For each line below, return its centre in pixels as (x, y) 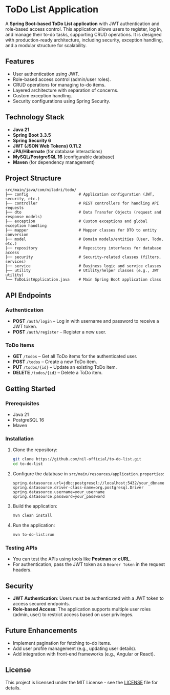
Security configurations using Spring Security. (61, 101)
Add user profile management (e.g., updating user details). (75, 648)
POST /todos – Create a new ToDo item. (55, 362)
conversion (17, 235)
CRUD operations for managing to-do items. (59, 85)
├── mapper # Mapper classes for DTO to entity (81, 230)
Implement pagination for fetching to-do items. (62, 643)
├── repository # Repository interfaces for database (83, 248)
